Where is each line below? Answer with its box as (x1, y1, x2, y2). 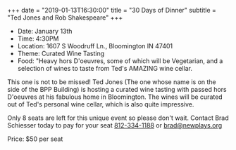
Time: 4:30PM (17, 34, 59, 43)
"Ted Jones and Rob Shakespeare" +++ (7, 13, 123, 22)
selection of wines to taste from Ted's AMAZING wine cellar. (17, 64, 192, 72)
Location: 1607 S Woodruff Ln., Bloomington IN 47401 (17, 42, 173, 50)
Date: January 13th (17, 27, 73, 35)
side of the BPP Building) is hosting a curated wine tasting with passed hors (7, 86, 227, 93)
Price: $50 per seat (7, 135, 63, 143)
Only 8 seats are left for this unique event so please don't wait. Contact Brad (7, 114, 229, 122)
